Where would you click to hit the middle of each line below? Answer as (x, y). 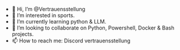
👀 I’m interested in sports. (43, 15)
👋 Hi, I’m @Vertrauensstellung (48, 9)
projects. (23, 34)
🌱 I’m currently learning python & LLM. (59, 21)
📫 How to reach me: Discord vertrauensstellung (71, 41)
